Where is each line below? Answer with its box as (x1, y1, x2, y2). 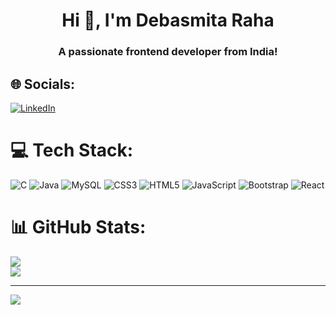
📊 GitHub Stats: (10, 216, 147, 239)
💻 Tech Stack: (10, 139, 134, 162)
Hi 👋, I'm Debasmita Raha (61, 9, 275, 32)
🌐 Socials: (10, 75, 76, 93)
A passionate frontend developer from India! (58, 45, 278, 59)
